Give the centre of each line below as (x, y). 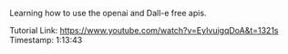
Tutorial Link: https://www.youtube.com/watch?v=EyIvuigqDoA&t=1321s (144, 30)
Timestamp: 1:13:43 (46, 40)
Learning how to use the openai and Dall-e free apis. (108, 13)
